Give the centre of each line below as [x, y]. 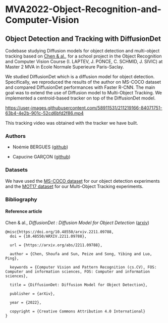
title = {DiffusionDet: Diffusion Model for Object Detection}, [79, 285]
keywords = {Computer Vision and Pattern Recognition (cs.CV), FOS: [83, 267]
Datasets [16, 170]
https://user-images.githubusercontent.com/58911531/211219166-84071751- [84, 108]
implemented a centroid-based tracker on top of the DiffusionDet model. [80, 98]
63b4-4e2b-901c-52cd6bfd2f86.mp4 [45, 113]
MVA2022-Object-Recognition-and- [83, 9]
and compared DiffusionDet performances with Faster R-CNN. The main [80, 87]
